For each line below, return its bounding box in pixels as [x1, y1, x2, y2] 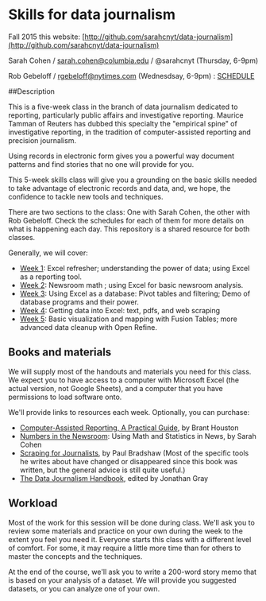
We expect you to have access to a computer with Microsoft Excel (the [8, 375, 240, 385]
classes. [8, 232, 36, 242]
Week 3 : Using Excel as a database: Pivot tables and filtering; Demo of [19, 289, 251, 298]
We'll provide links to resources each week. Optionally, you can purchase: [8, 407, 250, 417]
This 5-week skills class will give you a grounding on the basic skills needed [8, 175, 257, 184]
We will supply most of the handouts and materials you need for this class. [8, 366, 252, 376]
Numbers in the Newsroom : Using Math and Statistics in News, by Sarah [19, 431, 256, 440]
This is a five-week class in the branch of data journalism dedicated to [8, 102, 238, 111]
